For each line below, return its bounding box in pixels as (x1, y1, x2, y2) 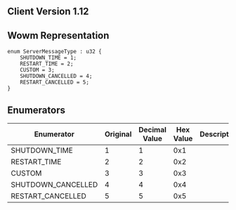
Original (104, 129, 132, 139)
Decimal (138, 125, 167, 135)
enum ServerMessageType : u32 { (7, 48, 102, 55)
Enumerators (7, 104, 65, 116)
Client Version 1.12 (7, 6, 89, 18)
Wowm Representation (7, 29, 110, 41)
